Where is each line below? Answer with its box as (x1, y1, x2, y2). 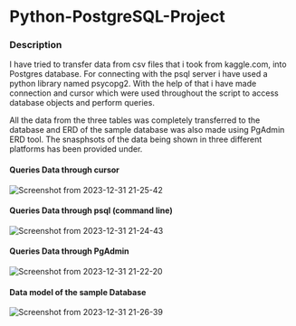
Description (9, 39, 62, 51)
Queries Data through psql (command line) (9, 205, 174, 216)
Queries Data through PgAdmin (9, 246, 129, 256)
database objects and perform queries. (9, 98, 156, 108)
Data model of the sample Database (9, 286, 147, 297)
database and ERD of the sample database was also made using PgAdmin (9, 125, 285, 135)
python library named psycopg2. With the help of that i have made (9, 79, 257, 89)
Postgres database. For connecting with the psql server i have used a (9, 69, 269, 79)
